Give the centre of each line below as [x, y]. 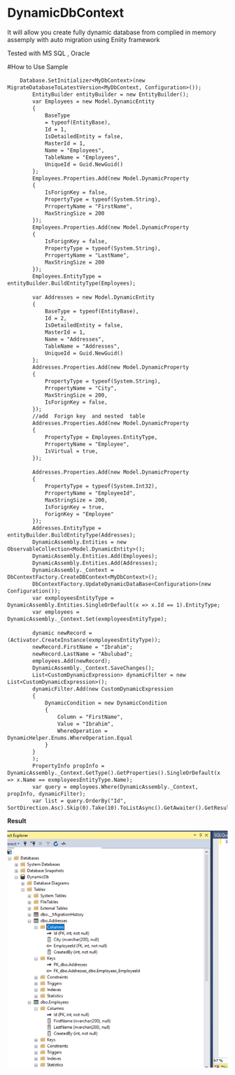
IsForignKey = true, [74, 507]
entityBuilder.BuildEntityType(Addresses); [72, 535]
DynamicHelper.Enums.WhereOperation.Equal [70, 738]
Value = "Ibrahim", [85, 724]
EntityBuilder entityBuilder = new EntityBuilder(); [111, 94]
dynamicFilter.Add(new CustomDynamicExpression [103, 689]
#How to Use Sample [38, 66]
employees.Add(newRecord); [72, 661]
